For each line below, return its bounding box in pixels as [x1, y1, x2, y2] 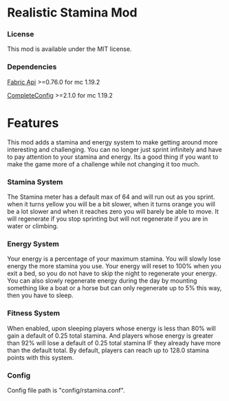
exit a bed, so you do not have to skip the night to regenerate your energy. [7, 270, 217, 278]
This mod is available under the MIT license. [7, 45, 132, 53]
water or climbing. [7, 222, 58, 230]
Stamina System [7, 177, 63, 186]
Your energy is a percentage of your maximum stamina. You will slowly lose [7, 254, 221, 263]
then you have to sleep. [7, 291, 74, 300]
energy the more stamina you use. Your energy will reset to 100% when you [7, 262, 221, 270]
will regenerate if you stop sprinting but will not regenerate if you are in [7, 215, 208, 223]
